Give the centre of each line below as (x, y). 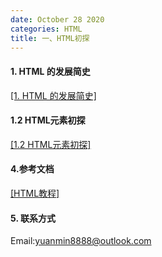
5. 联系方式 (33, 218)
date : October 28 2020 (57, 19)
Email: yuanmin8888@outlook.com (81, 241)
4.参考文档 (32, 169)
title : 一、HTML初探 (50, 38)
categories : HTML (46, 29)
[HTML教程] (35, 193)
